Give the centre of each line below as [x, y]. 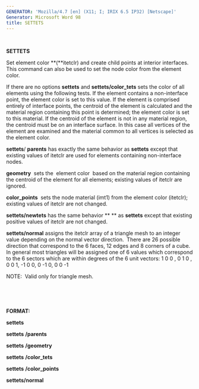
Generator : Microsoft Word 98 [44, 17]
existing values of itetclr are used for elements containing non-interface [94, 155]
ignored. [16, 186]
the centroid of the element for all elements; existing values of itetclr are [94, 180]
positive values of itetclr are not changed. [57, 222]
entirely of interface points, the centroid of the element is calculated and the [99, 106]
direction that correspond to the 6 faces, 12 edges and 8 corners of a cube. [98, 246]
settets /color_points [33, 369]
